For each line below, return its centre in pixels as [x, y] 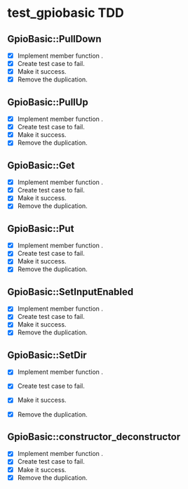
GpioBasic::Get [41, 165]
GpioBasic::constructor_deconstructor [94, 437]
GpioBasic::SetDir [47, 355]
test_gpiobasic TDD [66, 13]
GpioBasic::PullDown [54, 39]
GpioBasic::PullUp [48, 102]
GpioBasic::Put [41, 229]
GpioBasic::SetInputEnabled [70, 292]
